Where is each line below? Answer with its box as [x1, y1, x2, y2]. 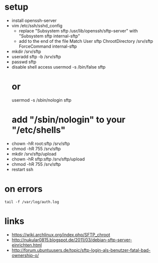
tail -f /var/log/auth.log [4, 199, 59, 204]
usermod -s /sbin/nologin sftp [11, 97, 71, 103]
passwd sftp [11, 59, 37, 65]
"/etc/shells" [11, 124, 66, 136]
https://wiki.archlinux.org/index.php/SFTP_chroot [11, 231, 110, 237]
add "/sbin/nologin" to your [11, 114, 126, 125]
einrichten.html [11, 242, 42, 248]
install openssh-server [11, 18, 57, 23]
